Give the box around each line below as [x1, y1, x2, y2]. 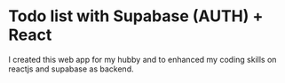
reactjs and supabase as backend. [8, 64, 134, 74]
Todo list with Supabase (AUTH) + [8, 6, 264, 26]
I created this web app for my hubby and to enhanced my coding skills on [8, 54, 277, 64]
